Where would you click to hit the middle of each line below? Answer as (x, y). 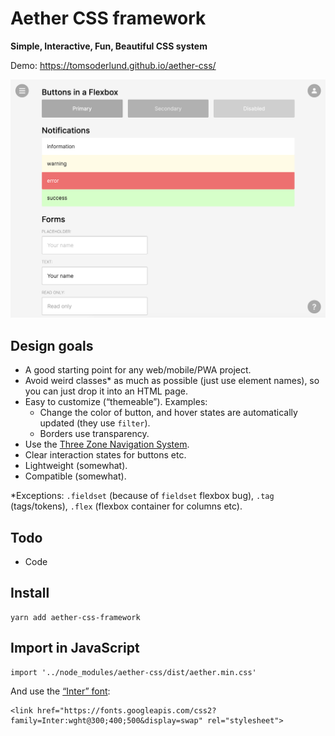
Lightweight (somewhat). (76, 466)
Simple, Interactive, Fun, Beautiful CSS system (109, 46)
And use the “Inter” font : (60, 691)
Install (30, 593)
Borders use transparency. (94, 434)
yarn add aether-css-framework (75, 617)
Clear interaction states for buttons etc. (105, 455)
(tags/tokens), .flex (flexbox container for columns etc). (126, 506)
